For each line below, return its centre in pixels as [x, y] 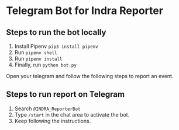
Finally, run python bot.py [46, 65]
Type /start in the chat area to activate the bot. [72, 114]
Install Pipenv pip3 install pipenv [56, 46]
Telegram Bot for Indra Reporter [85, 11]
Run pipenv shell [36, 52]
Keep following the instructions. [53, 121]
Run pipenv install [38, 59]
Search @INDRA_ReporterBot [47, 108]
